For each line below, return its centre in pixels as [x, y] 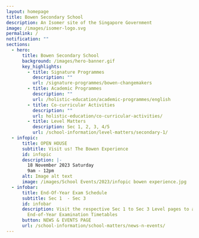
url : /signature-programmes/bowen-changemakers [92, 83]
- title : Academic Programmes [65, 89]
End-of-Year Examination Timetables [73, 215]
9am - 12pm [41, 171]
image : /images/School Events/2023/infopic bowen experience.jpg [104, 182]
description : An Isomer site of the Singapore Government [79, 22]
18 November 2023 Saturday [61, 165]
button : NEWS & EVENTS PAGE [57, 220]
